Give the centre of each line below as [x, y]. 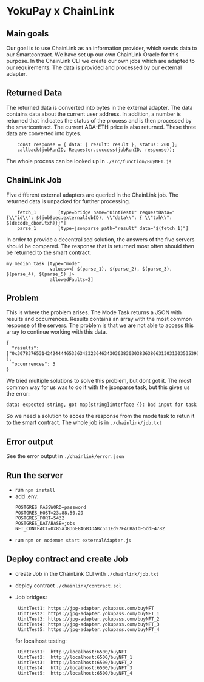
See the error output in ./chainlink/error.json [65, 456]
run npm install [35, 490]
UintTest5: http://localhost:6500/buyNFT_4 [75, 673]
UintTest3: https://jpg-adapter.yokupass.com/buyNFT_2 [89, 619]
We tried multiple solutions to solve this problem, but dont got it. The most [99, 381]
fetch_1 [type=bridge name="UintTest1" [77, 212]
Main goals [28, 34]
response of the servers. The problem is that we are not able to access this [100, 325]
